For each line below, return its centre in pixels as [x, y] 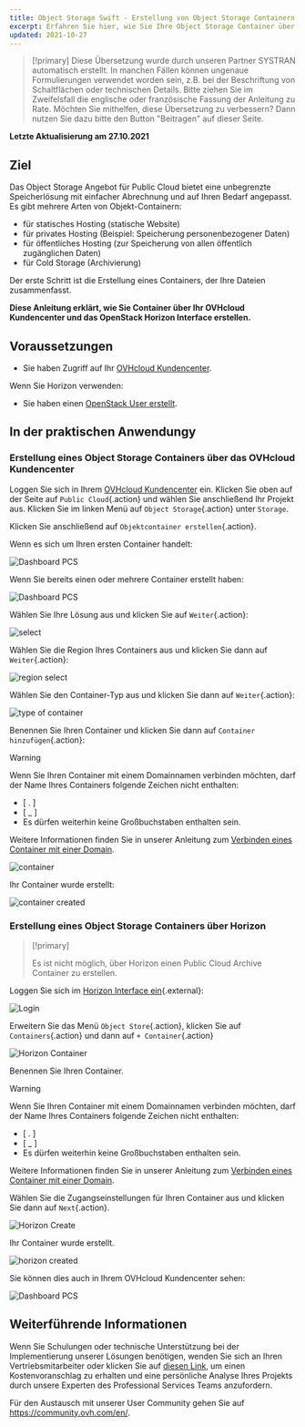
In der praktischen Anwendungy [103, 432]
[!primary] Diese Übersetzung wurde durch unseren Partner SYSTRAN [163, 61]
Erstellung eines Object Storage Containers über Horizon [138, 926]
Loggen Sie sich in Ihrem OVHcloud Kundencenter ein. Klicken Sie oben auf [151, 489]
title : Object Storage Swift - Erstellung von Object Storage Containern [152, 18]
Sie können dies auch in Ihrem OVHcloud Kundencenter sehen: [127, 1278]
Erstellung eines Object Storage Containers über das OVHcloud [152, 458]
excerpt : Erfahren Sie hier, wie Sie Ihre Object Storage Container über [152, 26]
